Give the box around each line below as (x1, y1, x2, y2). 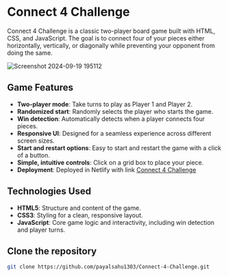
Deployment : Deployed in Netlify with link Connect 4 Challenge (16, 165, 197, 173)
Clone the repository (7, 245, 97, 257)
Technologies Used (7, 186, 91, 197)
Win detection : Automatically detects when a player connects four (16, 115, 205, 123)
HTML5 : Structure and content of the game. (16, 204, 142, 212)
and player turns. (16, 226, 66, 234)
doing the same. (7, 49, 53, 57)
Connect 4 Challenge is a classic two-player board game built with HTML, (7, 27, 216, 35)
